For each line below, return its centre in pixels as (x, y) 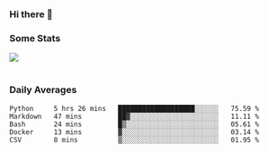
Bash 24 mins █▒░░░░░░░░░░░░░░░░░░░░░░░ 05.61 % (134, 124)
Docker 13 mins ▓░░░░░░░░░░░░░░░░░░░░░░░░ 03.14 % (134, 132)
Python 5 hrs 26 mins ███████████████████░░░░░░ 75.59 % (134, 108)
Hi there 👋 (31, 14)
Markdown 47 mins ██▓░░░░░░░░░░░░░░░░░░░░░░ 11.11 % (134, 116)
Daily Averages (43, 90)
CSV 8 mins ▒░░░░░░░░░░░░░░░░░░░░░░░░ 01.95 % (134, 140)
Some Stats (35, 38)
